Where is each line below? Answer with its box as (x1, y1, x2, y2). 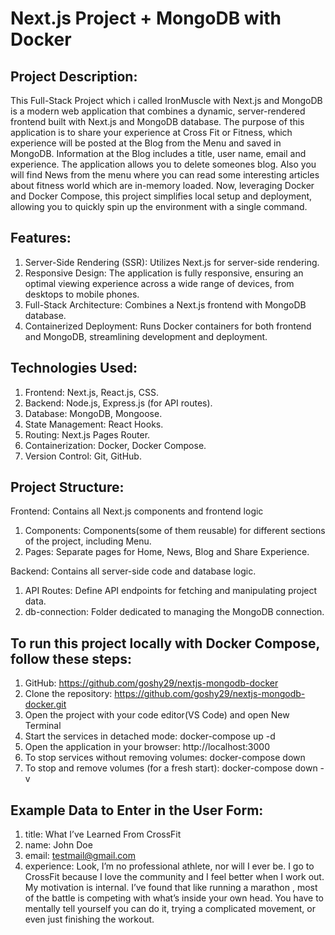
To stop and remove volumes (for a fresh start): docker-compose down (24, 762, 318, 774)
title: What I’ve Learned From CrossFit (24, 828, 182, 841)
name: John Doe (24, 839, 93, 851)
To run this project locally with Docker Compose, (10, 635, 320, 652)
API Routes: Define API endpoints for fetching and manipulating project (24, 585, 318, 597)
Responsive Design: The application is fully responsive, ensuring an (24, 267, 304, 279)
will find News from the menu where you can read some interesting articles (10, 169, 320, 181)
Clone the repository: (24, 688, 113, 700)
